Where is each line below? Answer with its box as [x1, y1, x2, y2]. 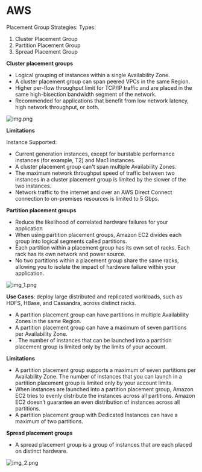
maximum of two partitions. [14, 417, 83, 425]
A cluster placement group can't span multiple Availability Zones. [14, 163, 177, 170]
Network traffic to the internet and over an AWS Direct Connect [14, 188, 172, 196]
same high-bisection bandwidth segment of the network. [14, 90, 157, 98]
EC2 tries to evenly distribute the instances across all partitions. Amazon [14, 392, 195, 399]
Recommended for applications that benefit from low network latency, [14, 97, 189, 104]
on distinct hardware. [14, 447, 68, 455]
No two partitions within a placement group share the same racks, [14, 257, 179, 264]
